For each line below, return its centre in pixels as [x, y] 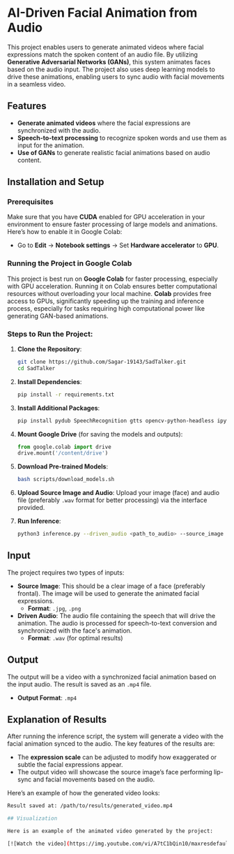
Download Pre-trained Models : [63, 466]
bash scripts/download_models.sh [66, 480]
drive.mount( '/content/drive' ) [63, 453]
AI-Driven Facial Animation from [102, 13]
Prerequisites [30, 202]
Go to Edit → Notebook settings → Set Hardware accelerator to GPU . [118, 245]
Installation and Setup [56, 182]
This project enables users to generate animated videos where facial [106, 47]
